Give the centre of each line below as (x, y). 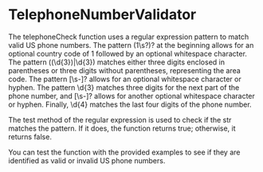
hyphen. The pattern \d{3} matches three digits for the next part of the (124, 87)
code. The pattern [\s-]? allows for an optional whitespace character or (125, 79)
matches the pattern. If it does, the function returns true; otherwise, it (122, 128)
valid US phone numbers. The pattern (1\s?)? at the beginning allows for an (131, 45)
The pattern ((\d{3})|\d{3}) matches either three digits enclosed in (117, 62)
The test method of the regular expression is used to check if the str (120, 119)
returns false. (30, 136)
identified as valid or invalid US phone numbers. (87, 160)
